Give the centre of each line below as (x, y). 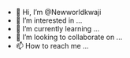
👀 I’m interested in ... (49, 20)
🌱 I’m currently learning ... (58, 29)
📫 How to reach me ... (52, 46)
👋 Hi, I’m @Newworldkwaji (58, 12)
